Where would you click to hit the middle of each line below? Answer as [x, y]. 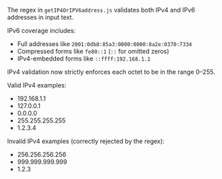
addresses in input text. [40, 17]
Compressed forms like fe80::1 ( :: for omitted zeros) [93, 51]
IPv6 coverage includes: [41, 31]
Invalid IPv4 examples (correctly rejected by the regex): [86, 141]
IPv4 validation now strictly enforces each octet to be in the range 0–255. [111, 72]
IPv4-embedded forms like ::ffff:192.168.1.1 [84, 59]
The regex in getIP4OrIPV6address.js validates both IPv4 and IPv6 [101, 10]
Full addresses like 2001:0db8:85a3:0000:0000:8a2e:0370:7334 [104, 44]
